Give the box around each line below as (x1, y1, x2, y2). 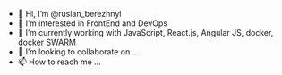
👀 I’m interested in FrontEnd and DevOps (17, 18, 168, 29)
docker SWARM (17, 37, 76, 47)
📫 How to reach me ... (17, 56, 101, 67)
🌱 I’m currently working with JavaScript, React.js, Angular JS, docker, (17, 28, 274, 37)
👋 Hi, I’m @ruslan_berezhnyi (17, 9, 122, 19)
